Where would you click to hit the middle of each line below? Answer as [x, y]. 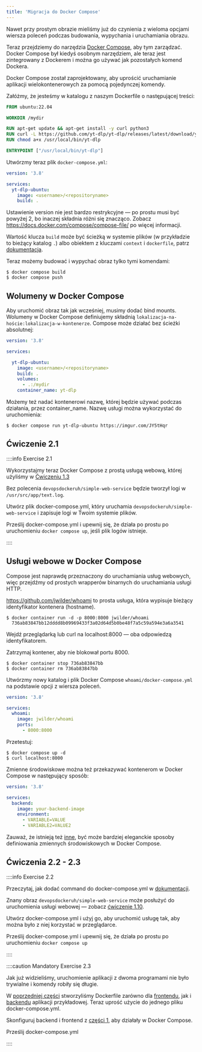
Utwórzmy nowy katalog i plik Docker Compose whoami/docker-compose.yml [99, 679]
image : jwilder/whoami [45, 719]
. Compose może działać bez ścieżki [135, 323]
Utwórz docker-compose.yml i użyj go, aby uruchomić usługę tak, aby [93, 918]
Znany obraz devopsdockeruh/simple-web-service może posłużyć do [90, 900]
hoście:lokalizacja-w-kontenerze [48, 324]
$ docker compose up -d [36, 753]
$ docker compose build [36, 272]
